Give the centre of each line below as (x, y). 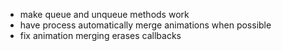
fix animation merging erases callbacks (100, 35)
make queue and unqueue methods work (104, 14)
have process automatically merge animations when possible (145, 25)
